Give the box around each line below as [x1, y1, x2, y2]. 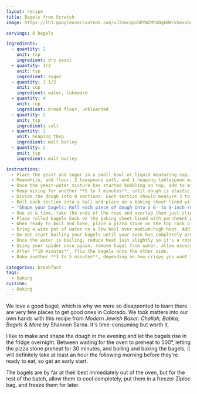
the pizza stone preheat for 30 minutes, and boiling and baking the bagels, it [6, 345, 191, 352]
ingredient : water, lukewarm [16, 90, 88, 96]
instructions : [6, 166, 41, 172]
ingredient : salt [16, 123, 59, 129]
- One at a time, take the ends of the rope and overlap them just [11, 210, 180, 216]
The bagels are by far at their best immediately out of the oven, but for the [6, 369, 185, 376]
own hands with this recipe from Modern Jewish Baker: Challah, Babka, [6, 315, 180, 322]
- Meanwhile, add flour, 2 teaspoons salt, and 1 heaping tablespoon [11, 177, 185, 183]
